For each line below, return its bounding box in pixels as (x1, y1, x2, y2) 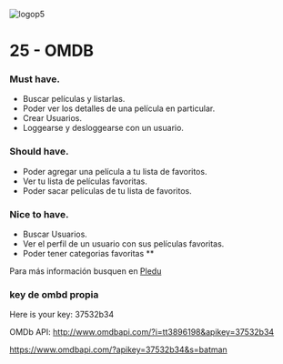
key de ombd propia (9, 288, 99, 300)
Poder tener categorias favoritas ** (22, 248, 155, 259)
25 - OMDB (9, 41, 94, 61)
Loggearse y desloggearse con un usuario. (22, 123, 185, 134)
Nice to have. (9, 207, 70, 220)
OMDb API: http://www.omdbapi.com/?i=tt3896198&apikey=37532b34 (9, 327, 275, 338)
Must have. (9, 73, 61, 86)
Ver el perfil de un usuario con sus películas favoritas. (22, 238, 225, 249)
